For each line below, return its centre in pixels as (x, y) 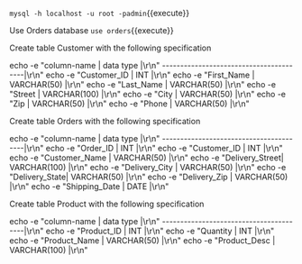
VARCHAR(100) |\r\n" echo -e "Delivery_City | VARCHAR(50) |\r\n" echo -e (148, 167)
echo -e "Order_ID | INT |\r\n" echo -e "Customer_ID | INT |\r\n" (164, 148)
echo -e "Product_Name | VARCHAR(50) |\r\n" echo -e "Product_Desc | (142, 241)
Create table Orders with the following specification (105, 121)
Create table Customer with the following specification (110, 48)
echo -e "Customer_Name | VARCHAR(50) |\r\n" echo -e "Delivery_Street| (146, 158)
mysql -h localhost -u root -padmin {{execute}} (100, 13)
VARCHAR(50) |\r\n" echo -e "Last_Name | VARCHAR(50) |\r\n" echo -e (143, 84)
